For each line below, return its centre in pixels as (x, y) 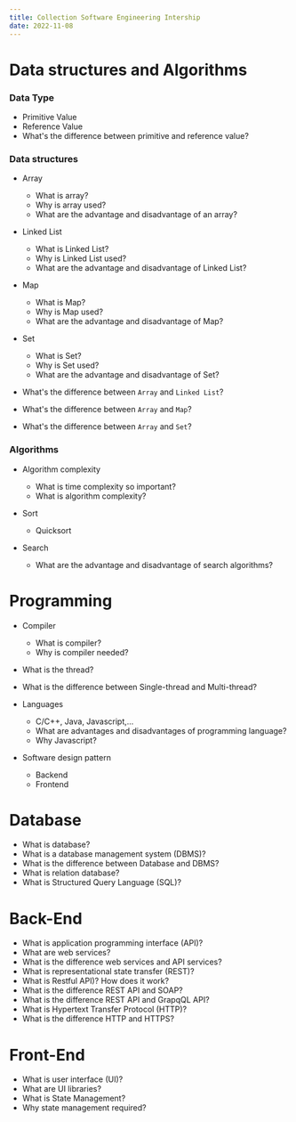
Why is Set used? (67, 365)
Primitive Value (49, 117)
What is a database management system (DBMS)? (114, 854)
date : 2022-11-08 (41, 26)
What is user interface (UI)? (72, 1079)
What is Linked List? (72, 249)
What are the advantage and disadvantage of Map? (129, 321)
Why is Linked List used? (81, 258)
